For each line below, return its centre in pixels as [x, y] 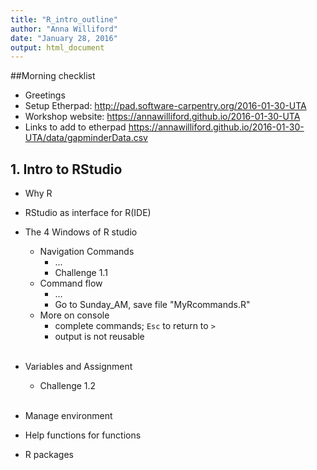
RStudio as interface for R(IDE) [88, 213]
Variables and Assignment [78, 367]
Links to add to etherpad [75, 127]
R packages [49, 455]
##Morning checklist [53, 76]
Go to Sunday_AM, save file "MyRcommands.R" [152, 305]
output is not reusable [99, 337]
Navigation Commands [87, 252]
